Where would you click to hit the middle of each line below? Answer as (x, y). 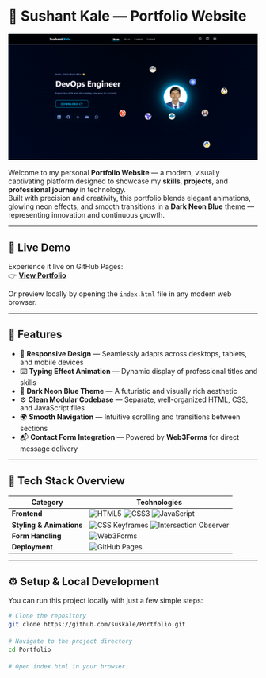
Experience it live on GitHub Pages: (66, 266)
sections (34, 428)
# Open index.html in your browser (67, 666)
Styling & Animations (47, 525)
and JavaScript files (52, 407)
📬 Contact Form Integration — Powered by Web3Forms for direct (129, 437)
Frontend (27, 514)
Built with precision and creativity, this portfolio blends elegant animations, (129, 198)
